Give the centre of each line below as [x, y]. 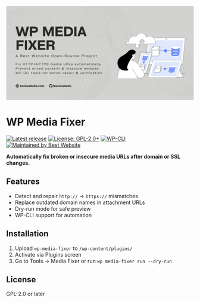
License [21, 280]
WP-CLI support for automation [53, 215]
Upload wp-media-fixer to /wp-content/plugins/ [74, 248]
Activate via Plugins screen [48, 254]
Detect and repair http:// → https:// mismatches [76, 196]
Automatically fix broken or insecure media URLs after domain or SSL [93, 156]
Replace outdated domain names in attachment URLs [80, 202]
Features [23, 182]
